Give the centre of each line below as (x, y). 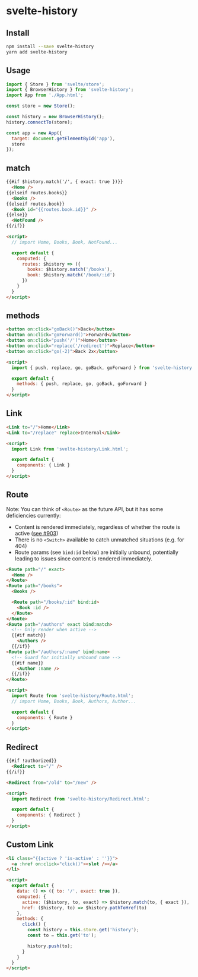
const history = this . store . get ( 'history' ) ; (83, 930)
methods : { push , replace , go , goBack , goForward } (82, 384)
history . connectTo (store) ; (39, 122)
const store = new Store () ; (41, 106)
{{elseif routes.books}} (37, 193)
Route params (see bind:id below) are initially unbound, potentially (97, 552)
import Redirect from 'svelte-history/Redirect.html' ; (81, 799)
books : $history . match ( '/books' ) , (70, 270)
